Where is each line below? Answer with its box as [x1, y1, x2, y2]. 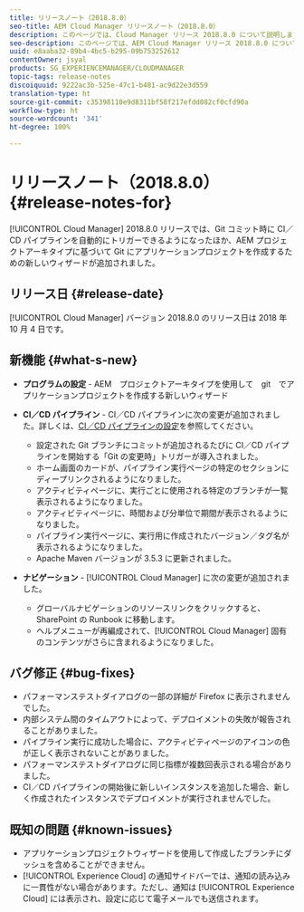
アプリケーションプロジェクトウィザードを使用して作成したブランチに [22, 848, 284, 859]
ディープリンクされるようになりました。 [35, 473, 186, 485]
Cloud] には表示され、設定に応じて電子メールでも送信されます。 [22, 893, 264, 904]
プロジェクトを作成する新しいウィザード [78, 389, 229, 400]
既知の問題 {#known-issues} [9, 821, 174, 838]
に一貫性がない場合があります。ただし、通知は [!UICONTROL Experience [22, 882, 295, 893]
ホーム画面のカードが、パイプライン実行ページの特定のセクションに [35, 462, 290, 473]
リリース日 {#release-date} [9, 286, 165, 302]
